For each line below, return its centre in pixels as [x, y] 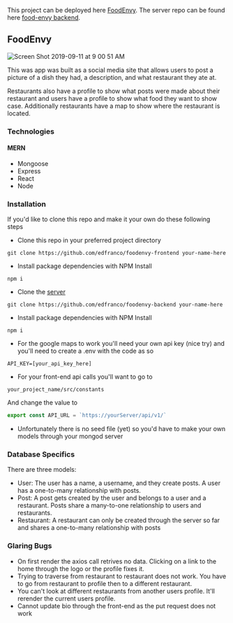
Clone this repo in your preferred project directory [89, 240]
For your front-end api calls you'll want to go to [85, 377]
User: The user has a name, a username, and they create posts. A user [119, 483]
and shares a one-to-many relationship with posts [89, 528]
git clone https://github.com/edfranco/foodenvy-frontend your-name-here [117, 253]
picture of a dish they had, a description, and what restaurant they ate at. [112, 77]
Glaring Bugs [30, 546]
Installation [27, 204]
